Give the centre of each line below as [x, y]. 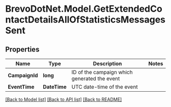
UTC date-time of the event [105, 87]
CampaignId [23, 75]
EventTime [21, 87]
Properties [22, 49]
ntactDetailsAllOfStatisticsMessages [85, 20]
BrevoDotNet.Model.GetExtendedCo [84, 9]
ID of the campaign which [102, 72]
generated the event [96, 78]
